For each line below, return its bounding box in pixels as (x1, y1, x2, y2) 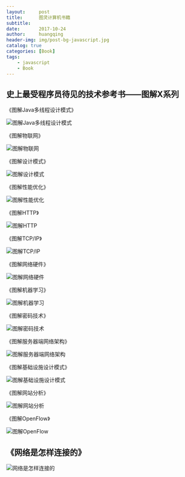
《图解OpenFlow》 (6, 415, 50, 423)
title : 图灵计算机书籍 (6, 15, 71, 21)
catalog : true (6, 43, 42, 49)
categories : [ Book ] (6, 48, 56, 54)
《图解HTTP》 (6, 209, 39, 217)
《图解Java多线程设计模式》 (6, 107, 77, 114)
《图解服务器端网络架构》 (6, 338, 70, 345)
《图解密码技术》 (6, 312, 49, 320)
